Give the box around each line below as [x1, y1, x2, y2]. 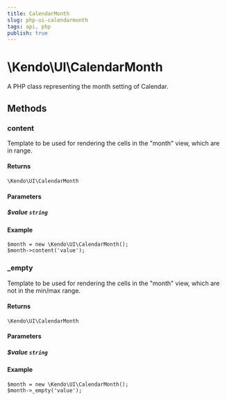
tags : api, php [7, 23, 51, 30]
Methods [7, 102, 47, 114]
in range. [7, 146, 33, 155]
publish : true [7, 29, 49, 37]
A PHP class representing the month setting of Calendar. [7, 83, 169, 91]
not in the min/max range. [7, 286, 81, 295]
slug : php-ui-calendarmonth [7, 17, 89, 24]
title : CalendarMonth [7, 10, 70, 17]
